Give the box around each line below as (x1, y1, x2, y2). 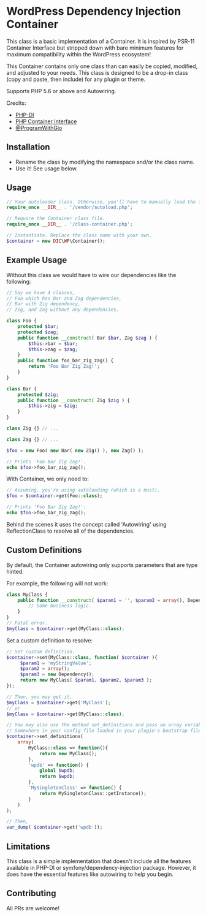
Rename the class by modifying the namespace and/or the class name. (15, 158, 195, 166)
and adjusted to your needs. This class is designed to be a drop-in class (6, 69, 188, 76)
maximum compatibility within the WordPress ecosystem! (6, 50, 151, 58)
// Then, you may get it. (6, 694, 72, 700)
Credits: (6, 99, 26, 107)
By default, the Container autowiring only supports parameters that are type (6, 561, 198, 568)
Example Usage (6, 255, 67, 265)
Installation (6, 142, 50, 153)
